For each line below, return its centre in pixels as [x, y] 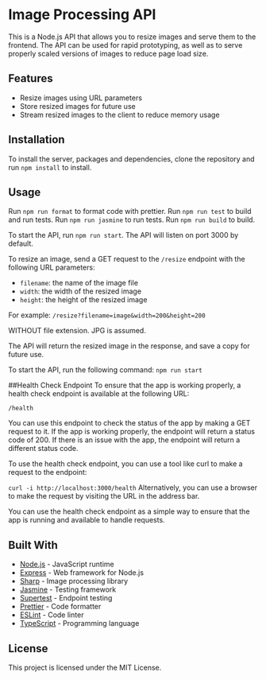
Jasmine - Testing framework [68, 589]
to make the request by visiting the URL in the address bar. [104, 496]
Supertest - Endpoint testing [66, 598]
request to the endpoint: [48, 472]
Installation [37, 140]
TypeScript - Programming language [79, 624]
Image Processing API [82, 15]
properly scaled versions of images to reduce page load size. [108, 53]
